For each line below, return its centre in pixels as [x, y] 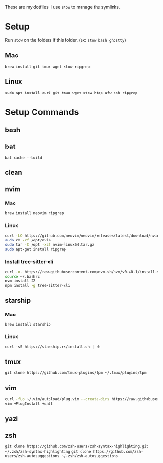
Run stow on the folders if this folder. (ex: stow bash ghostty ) [65, 40]
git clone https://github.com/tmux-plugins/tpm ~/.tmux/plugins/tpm [76, 373]
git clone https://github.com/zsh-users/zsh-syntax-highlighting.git [77, 447]
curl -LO [14, 236]
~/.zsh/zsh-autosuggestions [90, 456]
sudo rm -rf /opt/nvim [28, 241]
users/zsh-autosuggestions [32, 456]
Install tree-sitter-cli [29, 261]
